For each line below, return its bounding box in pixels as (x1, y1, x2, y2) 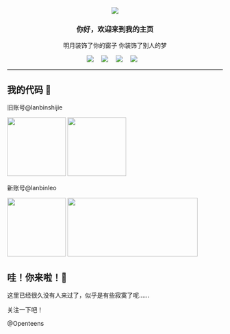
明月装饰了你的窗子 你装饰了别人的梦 (63, 41, 167, 50)
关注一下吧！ (7, 305, 43, 313)
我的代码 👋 (7, 83, 51, 95)
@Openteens (7, 319, 44, 327)
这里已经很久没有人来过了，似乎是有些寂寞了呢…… (7, 291, 150, 299)
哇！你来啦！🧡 (7, 272, 67, 283)
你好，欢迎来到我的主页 (76, 24, 154, 34)
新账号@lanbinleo (7, 184, 57, 192)
